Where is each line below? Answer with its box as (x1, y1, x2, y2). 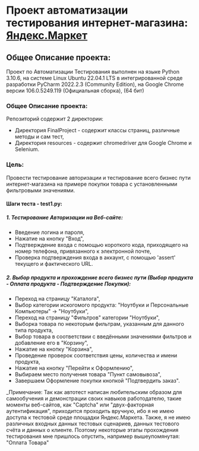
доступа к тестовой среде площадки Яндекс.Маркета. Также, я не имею (6, 414, 191, 421)
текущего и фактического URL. (14, 261, 93, 268)
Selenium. (14, 146, 40, 153)
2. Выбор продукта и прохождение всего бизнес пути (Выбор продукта (6, 274, 194, 281)
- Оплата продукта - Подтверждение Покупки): (6, 280, 131, 287)
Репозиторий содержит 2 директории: (6, 115, 104, 122)
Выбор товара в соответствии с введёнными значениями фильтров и (14, 333, 192, 340)
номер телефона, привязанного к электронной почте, (14, 247, 151, 255)
